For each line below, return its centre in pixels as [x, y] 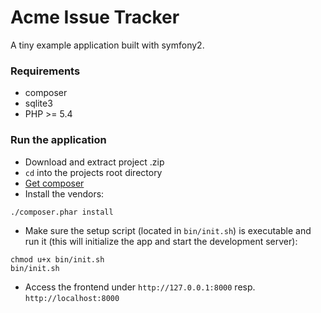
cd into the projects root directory [93, 172]
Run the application [58, 140]
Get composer [54, 183]
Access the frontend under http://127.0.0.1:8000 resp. [140, 287]
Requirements [45, 71]
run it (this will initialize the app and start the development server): [161, 241]
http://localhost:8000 [72, 298]
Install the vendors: [64, 193]
